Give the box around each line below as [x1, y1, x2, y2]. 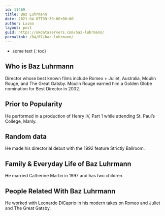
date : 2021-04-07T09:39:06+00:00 [5, 16, 74, 21]
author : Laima [5, 21, 34, 26]
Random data [5, 132, 47, 140]
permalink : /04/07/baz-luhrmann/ [5, 35, 74, 40]
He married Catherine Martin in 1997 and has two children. [5, 173, 124, 179]
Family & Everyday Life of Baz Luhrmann [5, 160, 132, 168]
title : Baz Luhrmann [5, 12, 48, 17]
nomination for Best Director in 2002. [5, 85, 80, 91]
